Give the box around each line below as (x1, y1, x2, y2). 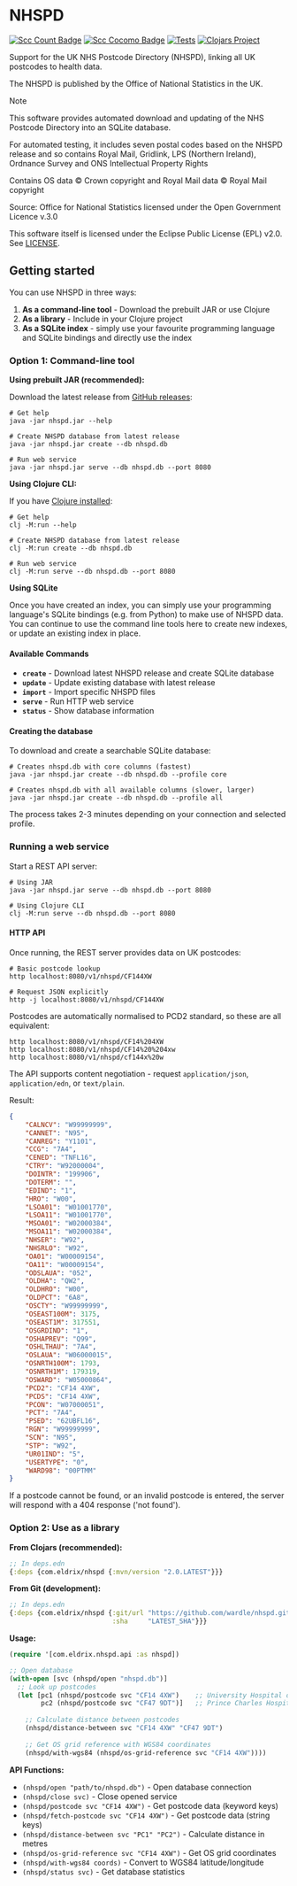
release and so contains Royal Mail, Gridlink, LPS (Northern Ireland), (9, 148, 256, 159)
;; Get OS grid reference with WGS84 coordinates (25, 1740, 212, 1749)
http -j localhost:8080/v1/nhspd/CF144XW (9, 995, 164, 1004)
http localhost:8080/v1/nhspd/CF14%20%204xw (9, 1045, 176, 1054)
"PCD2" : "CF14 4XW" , (25, 1383, 101, 1393)
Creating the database (9, 725, 94, 736)
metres (21, 1838, 49, 1849)
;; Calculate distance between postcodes (25, 1715, 179, 1725)
